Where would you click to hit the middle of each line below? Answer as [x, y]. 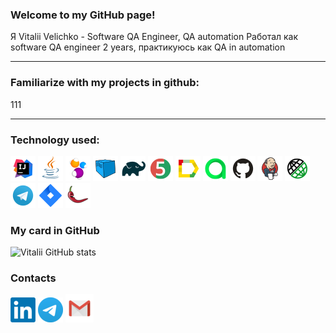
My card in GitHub [55, 230]
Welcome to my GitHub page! [83, 15]
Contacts [33, 278]
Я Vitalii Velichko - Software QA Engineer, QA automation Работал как [154, 37]
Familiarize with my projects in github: [105, 83]
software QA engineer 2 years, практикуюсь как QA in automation [148, 47]
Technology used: [55, 140]
